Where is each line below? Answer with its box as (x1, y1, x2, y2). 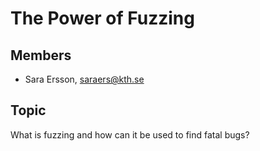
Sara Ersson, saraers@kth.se (24, 73, 145, 85)
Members (10, 47, 72, 64)
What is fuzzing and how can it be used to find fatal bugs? (10, 128, 250, 141)
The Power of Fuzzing (10, 7, 195, 30)
